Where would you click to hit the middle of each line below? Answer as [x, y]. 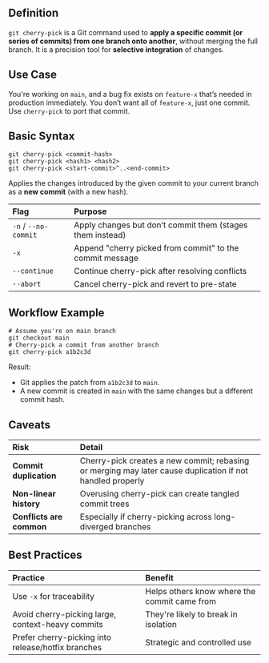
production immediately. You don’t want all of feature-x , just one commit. [129, 102]
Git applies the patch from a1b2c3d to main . [90, 383]
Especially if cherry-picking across [146, 517]
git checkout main [39, 338]
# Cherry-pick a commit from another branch [84, 345]
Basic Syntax [42, 137]
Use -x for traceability [53, 596]
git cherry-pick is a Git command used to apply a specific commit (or [125, 32]
